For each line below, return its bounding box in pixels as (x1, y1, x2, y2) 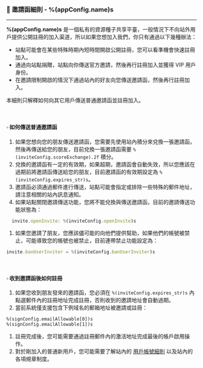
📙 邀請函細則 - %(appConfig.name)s (6, 5, 114, 13)
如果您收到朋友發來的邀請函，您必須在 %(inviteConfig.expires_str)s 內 (14, 289, 195, 296)
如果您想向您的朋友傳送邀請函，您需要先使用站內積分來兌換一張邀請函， (14, 138, 195, 145)
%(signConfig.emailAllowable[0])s (6, 316, 94, 322)
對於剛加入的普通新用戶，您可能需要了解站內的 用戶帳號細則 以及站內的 (14, 348, 193, 355)
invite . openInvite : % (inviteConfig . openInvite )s (11, 218, 137, 224)
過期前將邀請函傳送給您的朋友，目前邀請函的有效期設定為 (14, 168, 158, 176)
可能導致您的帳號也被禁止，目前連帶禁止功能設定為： (25, 237, 158, 244)
